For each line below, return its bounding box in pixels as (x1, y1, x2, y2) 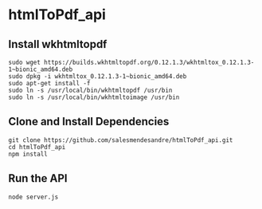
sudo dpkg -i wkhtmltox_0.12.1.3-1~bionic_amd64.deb (8, 73, 187, 81)
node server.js (8, 193, 59, 201)
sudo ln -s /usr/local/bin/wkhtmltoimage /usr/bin (8, 93, 180, 101)
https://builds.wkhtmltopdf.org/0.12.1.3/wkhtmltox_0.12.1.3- (43, 58, 255, 66)
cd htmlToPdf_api (8, 143, 66, 151)
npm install (8, 150, 48, 158)
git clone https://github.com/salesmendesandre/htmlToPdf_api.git (8, 136, 233, 144)
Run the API (8, 172, 68, 185)
